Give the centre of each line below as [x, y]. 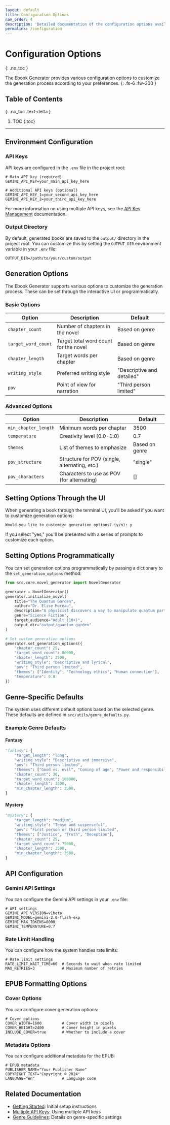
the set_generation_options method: [44, 573]
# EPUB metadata [22, 1065]
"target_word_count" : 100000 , [46, 779]
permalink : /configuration [34, 29]
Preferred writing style [83, 373]
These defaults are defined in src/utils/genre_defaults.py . [68, 715]
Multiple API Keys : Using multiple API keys [57, 1112]
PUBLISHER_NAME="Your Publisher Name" [46, 1070]
